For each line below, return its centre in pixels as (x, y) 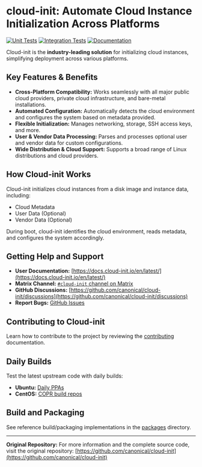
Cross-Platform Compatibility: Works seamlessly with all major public (102, 92)
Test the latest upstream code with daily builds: (65, 376)
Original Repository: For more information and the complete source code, (98, 444)
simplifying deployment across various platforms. (67, 58)
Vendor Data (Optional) (44, 220)
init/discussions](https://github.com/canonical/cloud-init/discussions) (101, 297)
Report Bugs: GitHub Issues (50, 303)
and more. (28, 130)
